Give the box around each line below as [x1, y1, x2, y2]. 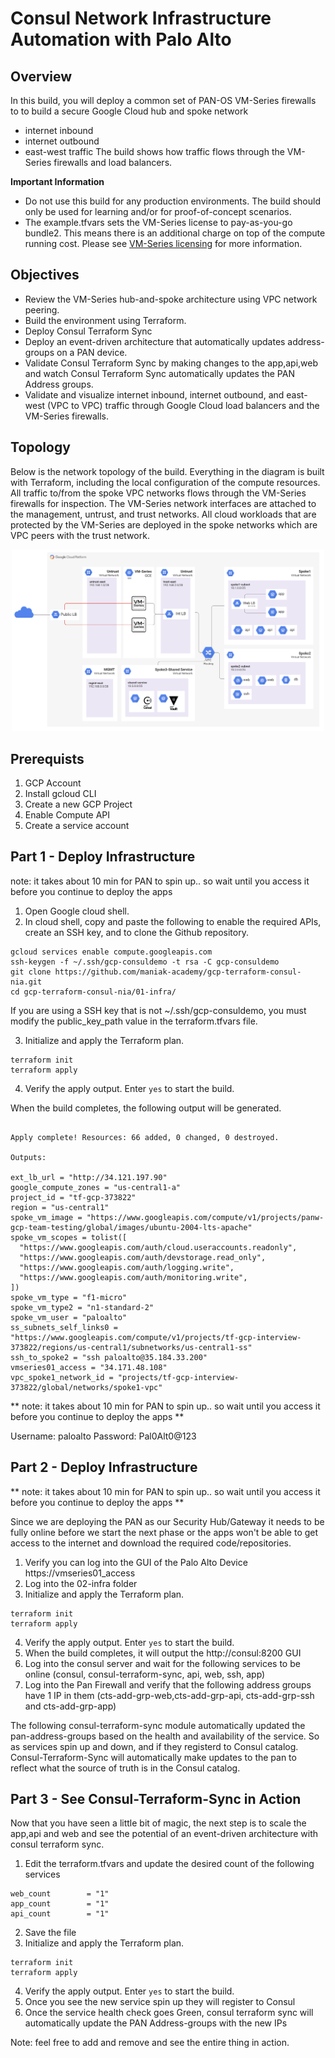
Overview [10, 68, 73, 85]
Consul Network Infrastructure [10, 7, 272, 30]
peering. [24, 303, 60, 316]
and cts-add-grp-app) [24, 1700, 117, 1712]
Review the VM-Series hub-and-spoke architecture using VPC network [24, 293, 318, 305]
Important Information [10, 176, 105, 187]
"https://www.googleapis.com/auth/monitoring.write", [19, 1272, 248, 1282]
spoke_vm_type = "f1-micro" [10, 1292, 128, 1302]
